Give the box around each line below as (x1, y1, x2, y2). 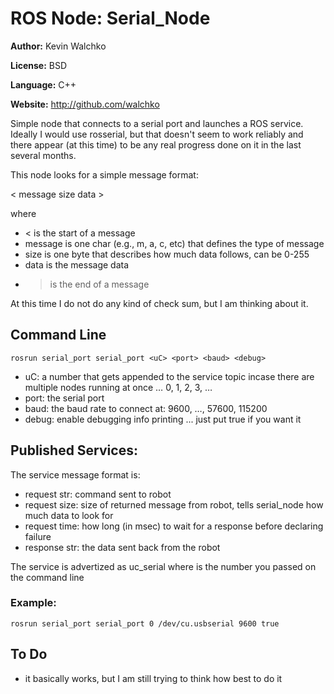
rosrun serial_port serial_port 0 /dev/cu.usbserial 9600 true (10, 618, 280, 629)
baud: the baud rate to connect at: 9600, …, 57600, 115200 (24, 402, 268, 414)
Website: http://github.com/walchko (10, 98, 160, 110)
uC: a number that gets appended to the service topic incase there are (24, 370, 315, 382)
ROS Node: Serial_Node (10, 7, 211, 30)
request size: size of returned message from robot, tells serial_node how (24, 498, 324, 511)
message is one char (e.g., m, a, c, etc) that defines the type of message (24, 237, 325, 249)
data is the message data (24, 258, 130, 271)
